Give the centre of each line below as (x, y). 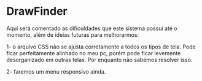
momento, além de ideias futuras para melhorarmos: (73, 34)
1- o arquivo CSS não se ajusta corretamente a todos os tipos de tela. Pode (101, 47)
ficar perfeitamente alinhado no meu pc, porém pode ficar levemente (94, 53)
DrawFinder (37, 11)
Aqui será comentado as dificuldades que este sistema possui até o (92, 28)
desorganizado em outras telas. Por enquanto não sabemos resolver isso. (99, 60)
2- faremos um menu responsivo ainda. (56, 71)
